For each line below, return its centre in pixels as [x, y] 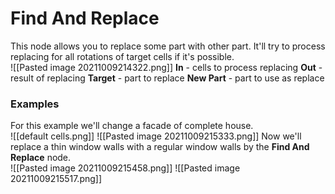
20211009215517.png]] [56, 179]
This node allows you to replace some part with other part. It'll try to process [168, 46]
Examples [35, 104]
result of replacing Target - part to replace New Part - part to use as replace [167, 78]
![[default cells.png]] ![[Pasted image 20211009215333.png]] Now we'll [156, 136]
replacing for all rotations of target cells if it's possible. [122, 56]
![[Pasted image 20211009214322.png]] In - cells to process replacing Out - [166, 67]
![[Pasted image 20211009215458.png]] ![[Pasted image [125, 168]
